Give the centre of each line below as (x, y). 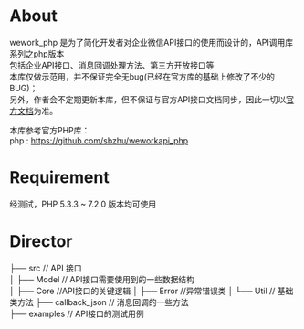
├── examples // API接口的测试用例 (77, 313)
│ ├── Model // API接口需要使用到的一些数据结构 (102, 279)
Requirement (59, 178)
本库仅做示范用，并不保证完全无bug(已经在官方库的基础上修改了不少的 (142, 76)
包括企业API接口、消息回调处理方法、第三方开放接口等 (112, 65)
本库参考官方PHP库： (50, 130)
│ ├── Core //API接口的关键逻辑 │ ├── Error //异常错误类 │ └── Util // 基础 (152, 291)
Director (41, 242)
